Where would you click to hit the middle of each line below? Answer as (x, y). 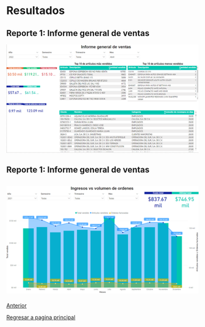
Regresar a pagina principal (41, 317)
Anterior (16, 305)
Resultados (36, 11)
